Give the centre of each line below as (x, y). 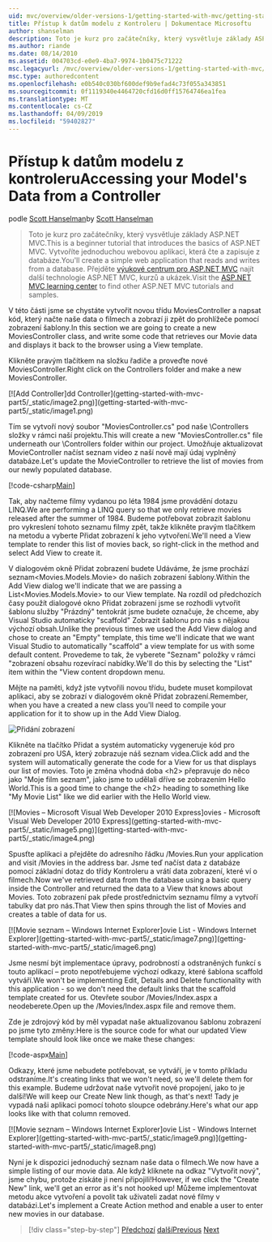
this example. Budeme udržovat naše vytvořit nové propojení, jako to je (127, 1087)
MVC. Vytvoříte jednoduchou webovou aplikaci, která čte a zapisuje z (144, 251)
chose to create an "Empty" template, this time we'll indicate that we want (132, 637)
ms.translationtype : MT (49, 99)
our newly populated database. (60, 469)
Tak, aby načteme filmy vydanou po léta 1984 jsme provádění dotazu (123, 501)
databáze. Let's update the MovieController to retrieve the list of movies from (136, 461)
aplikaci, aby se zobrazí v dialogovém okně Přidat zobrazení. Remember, (128, 696)
